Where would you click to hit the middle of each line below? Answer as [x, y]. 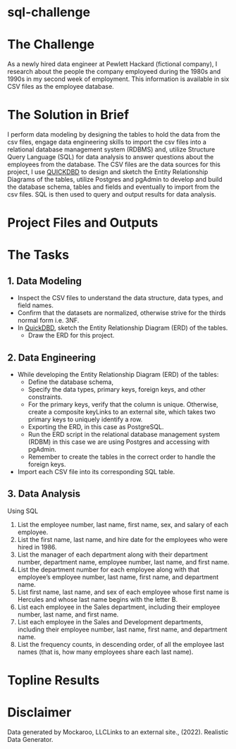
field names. [36, 305]
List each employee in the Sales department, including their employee [119, 607]
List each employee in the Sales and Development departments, [110, 621]
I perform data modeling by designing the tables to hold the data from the [114, 135]
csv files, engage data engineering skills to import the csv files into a [107, 142]
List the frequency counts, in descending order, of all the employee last [120, 644]
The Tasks [38, 255]
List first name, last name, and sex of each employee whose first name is [123, 592]
